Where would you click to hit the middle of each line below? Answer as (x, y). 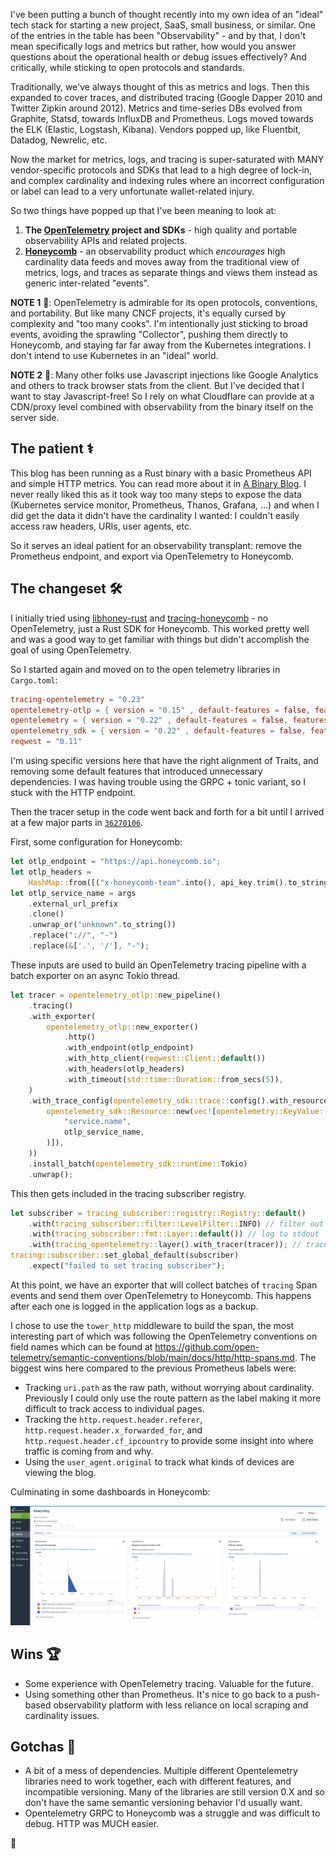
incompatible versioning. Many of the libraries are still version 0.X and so (174, 1792)
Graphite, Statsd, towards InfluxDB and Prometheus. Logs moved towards (162, 118)
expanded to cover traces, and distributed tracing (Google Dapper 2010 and (166, 97)
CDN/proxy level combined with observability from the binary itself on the (162, 407)
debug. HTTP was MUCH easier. (92, 1824)
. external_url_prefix (73, 904)
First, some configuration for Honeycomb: (96, 842)
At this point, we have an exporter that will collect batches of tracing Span (164, 1285)
